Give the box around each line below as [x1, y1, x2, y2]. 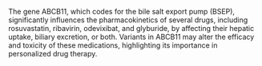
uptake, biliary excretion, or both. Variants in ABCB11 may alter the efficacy [8, 32, 255, 41]
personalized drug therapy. [8, 49, 98, 58]
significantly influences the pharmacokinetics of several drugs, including [8, 15, 248, 25]
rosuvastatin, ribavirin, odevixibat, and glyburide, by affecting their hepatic [8, 24, 255, 33]
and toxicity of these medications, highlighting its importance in [8, 41, 218, 50]
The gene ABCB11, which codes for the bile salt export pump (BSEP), [8, 7, 235, 16]
